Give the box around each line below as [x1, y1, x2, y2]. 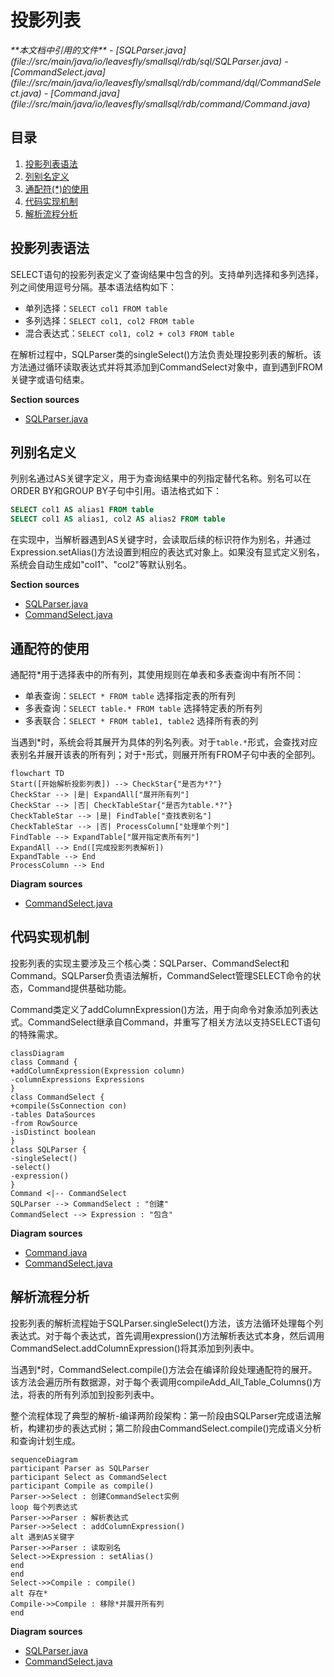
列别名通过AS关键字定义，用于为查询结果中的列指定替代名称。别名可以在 [10, 472, 312, 485]
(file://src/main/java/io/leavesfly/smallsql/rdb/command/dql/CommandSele [10, 76, 322, 88]
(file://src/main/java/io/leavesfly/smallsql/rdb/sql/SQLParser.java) [10, 55, 283, 67]
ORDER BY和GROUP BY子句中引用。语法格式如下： [10, 485, 222, 497]
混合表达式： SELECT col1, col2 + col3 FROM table [24, 327, 235, 339]
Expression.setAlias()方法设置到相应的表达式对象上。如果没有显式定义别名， [10, 546, 325, 558]
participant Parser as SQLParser [10, 1463, 150, 1473]
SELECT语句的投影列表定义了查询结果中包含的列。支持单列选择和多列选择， [10, 268, 324, 280]
